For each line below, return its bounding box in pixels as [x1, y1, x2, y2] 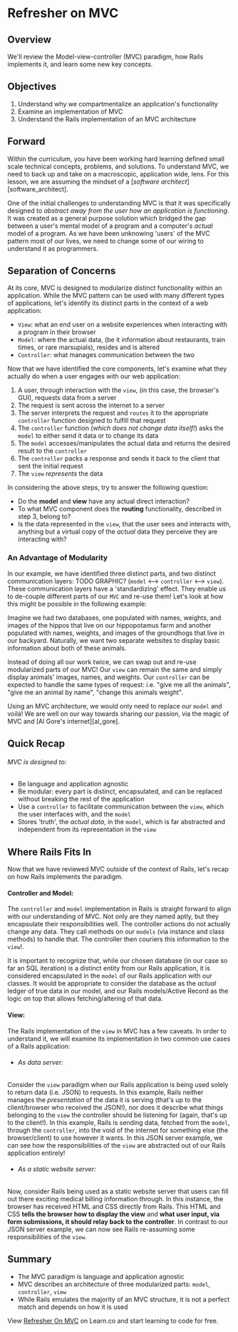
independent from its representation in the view [17, 825, 157, 833]
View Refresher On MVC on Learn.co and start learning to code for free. [7, 1316, 219, 1325]
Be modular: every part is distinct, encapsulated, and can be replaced [17, 787, 222, 796]
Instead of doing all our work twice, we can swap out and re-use [7, 657, 197, 666]
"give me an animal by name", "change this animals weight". [7, 688, 184, 696]
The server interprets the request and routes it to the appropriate [17, 409, 209, 417]
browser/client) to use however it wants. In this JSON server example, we [7, 1133, 223, 1142]
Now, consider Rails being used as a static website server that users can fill [7, 1187, 229, 1196]
